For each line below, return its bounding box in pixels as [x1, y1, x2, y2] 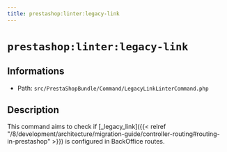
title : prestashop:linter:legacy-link [7, 10, 120, 17]
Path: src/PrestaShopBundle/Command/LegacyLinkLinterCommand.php [17, 84, 209, 92]
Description [7, 104, 59, 116]
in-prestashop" [7, 137, 51, 146]
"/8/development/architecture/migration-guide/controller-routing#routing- [7, 130, 221, 138]
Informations [7, 66, 65, 77]
